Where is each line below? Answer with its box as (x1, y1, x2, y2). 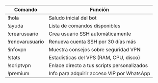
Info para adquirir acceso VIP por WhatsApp (49, 70, 151, 77)
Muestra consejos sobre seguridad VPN (49, 46, 141, 53)
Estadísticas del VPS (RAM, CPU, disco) (49, 54, 141, 61)
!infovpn (7, 46, 26, 53)
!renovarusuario (7, 39, 44, 45)
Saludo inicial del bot (49, 15, 97, 21)
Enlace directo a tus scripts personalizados (49, 62, 148, 69)
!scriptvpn (7, 62, 31, 69)
